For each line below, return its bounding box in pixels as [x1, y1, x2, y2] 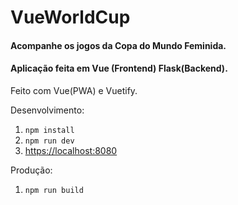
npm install [24, 125, 75, 135]
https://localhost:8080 [24, 144, 118, 156]
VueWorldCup [10, 6, 131, 29]
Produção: [10, 164, 53, 176]
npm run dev [24, 136, 75, 146]
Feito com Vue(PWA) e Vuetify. [10, 84, 138, 96]
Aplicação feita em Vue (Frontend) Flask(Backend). [10, 62, 228, 75]
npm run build [24, 185, 84, 195]
